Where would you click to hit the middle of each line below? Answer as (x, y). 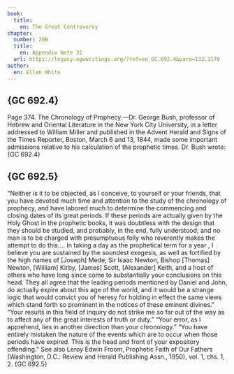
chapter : (20, 33)
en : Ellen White (37, 72)
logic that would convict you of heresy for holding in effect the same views (115, 297)
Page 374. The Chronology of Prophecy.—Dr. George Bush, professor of (111, 117)
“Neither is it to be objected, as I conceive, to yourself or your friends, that (114, 194)
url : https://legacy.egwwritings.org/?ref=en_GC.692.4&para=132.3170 (117, 59)
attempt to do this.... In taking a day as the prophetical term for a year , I (110, 245)
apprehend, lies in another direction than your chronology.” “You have (108, 327)
